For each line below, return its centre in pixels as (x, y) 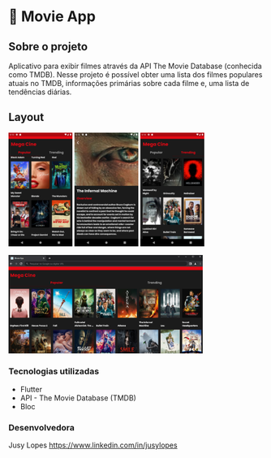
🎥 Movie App (52, 17)
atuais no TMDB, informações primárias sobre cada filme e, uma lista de (129, 83)
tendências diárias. (40, 92)
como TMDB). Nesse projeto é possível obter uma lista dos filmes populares (135, 75)
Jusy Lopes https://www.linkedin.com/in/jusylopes (93, 445)
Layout (26, 117)
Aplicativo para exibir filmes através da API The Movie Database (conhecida (135, 66)
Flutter (31, 389)
